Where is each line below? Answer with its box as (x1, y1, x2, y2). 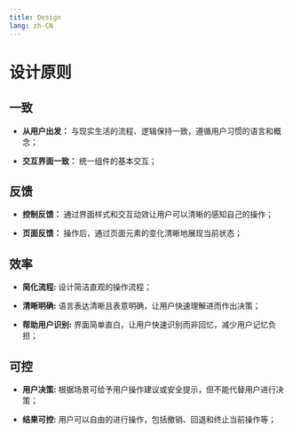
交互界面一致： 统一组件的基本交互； (21, 155, 157, 166)
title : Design (9, 12, 62, 22)
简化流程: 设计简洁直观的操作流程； (21, 281, 153, 293)
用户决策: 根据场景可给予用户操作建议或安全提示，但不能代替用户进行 (21, 383, 277, 395)
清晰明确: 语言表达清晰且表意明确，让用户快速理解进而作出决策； (21, 301, 261, 311)
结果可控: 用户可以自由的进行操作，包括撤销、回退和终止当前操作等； (21, 413, 277, 424)
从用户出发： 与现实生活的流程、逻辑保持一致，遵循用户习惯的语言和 (21, 125, 273, 136)
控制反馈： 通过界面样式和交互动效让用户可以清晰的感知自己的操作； (21, 209, 273, 220)
